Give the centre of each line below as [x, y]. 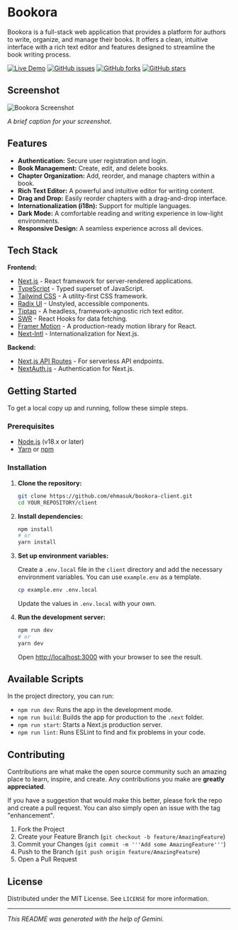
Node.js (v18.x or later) [51, 442]
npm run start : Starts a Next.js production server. [90, 725]
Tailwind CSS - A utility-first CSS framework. [83, 296]
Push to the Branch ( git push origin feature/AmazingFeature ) [109, 852]
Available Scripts [45, 679]
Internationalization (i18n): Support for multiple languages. [104, 205]
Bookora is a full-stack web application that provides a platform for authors [117, 32]
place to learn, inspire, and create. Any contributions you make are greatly [116, 779]
